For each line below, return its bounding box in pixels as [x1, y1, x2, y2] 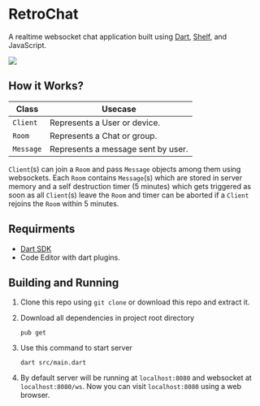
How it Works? [8, 79, 84, 93]
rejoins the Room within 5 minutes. [8, 198, 119, 208]
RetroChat [8, 5, 79, 24]
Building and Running [8, 275, 119, 289]
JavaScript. [8, 40, 47, 50]
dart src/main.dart [19, 359, 87, 367]
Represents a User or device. [50, 117, 161, 128]
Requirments [8, 222, 76, 236]
